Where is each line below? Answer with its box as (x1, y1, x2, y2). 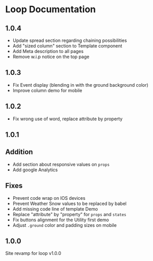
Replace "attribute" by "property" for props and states (12, 211, 127, 217)
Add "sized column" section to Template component (12, 43, 123, 49)
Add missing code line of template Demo (12, 205, 98, 212)
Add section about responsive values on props (12, 161, 110, 167)
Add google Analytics (12, 167, 58, 173)
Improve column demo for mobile (12, 87, 82, 93)
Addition (5, 148, 33, 156)
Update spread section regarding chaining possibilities (12, 37, 127, 43)
